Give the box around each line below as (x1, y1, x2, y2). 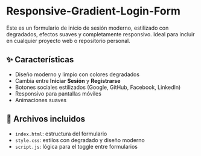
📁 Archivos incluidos (6, 114, 86, 125)
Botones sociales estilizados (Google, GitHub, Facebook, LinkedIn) (14, 83, 181, 91)
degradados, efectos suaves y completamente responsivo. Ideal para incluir (6, 30, 195, 37)
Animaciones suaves (14, 96, 67, 103)
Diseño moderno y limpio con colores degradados (14, 71, 140, 78)
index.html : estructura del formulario (14, 130, 107, 137)
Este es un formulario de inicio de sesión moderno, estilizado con (6, 24, 169, 31)
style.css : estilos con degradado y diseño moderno (14, 136, 145, 143)
